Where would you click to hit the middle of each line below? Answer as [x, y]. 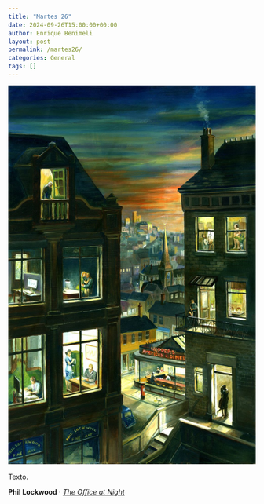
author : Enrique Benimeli [50, 33]
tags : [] [22, 67]
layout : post [29, 42]
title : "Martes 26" [40, 16]
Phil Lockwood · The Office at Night [67, 492]
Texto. [18, 477]
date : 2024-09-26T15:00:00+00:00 [63, 25]
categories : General [42, 58]
